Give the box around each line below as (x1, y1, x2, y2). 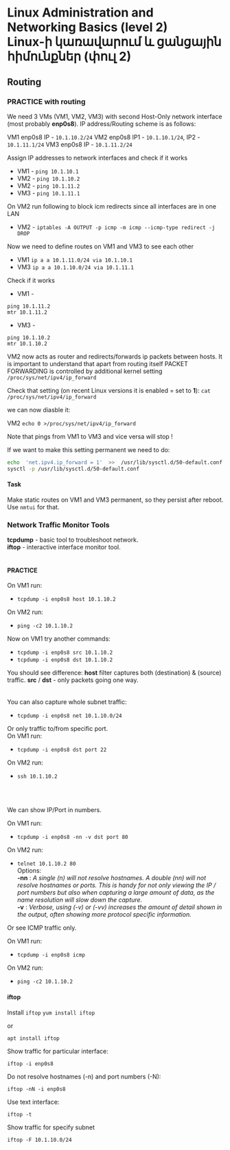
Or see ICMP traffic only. (7, 924, 77, 932)
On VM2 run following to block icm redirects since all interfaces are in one (7, 202, 216, 211)
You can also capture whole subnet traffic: (7, 698, 127, 706)
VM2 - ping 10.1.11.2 (16, 181, 80, 190)
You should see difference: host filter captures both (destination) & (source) (7, 669, 222, 677)
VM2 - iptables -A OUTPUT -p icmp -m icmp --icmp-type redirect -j (16, 222, 216, 231)
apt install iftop (7, 1034, 60, 1042)
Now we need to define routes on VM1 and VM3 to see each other (7, 242, 194, 251)
